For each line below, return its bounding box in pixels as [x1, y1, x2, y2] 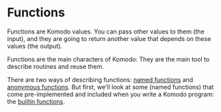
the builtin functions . [7, 97, 65, 105]
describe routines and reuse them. [7, 62, 104, 70]
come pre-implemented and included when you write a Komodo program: [7, 90, 214, 98]
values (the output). [7, 42, 63, 50]
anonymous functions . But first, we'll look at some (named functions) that [7, 83, 214, 91]
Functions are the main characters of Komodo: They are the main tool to [7, 55, 210, 63]
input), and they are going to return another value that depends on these [7, 34, 211, 42]
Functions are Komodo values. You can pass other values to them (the [7, 27, 205, 36]
